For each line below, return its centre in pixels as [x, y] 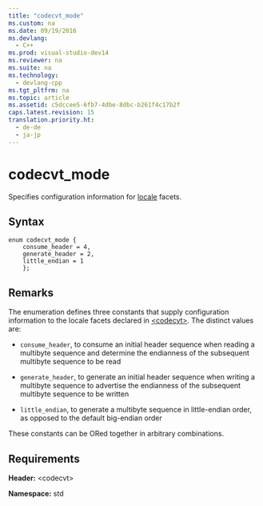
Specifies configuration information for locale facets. [95, 196]
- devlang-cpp [39, 82]
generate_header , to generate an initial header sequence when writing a [137, 377]
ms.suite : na [30, 68]
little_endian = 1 [53, 261]
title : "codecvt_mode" [46, 16]
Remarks [31, 293]
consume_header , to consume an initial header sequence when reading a [137, 344]
